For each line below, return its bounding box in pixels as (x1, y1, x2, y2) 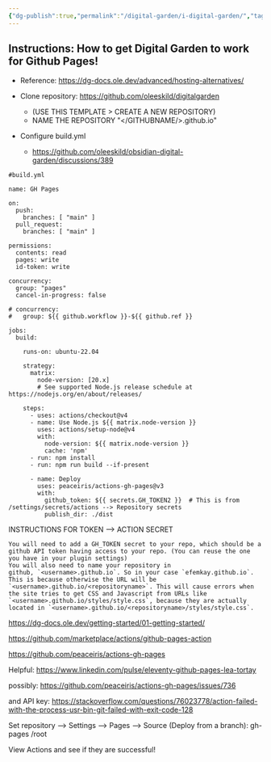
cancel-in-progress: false (15, 292, 106, 300)
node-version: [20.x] (37, 377, 110, 385)
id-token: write (15, 263, 70, 272)
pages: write (15, 256, 60, 264)
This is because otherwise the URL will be (8, 575, 157, 584)
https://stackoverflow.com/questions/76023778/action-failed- (52, 697, 258, 706)
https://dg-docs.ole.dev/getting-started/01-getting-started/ (8, 618, 206, 628)
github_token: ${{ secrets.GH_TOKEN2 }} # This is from (44, 496, 240, 505)
